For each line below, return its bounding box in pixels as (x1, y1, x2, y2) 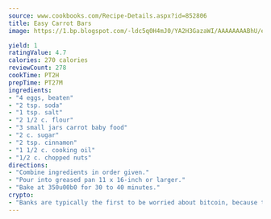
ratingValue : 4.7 (8, 49, 67, 57)
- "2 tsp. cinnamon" (8, 138, 78, 147)
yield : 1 (8, 41, 38, 49)
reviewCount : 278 (8, 64, 67, 72)
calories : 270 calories (8, 56, 89, 64)
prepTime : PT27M (8, 78, 63, 87)
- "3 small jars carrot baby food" (8, 124, 128, 132)
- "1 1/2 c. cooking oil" (8, 146, 95, 154)
